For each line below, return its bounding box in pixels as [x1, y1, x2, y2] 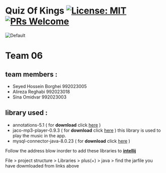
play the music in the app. [12, 132, 66, 138]
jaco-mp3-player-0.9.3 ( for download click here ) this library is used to [12, 127, 161, 133]
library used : [5, 109, 48, 117]
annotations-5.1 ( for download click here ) [12, 122, 101, 128]
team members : [5, 70, 58, 78]
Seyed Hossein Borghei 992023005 [12, 83, 87, 89]
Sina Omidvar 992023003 [12, 94, 67, 100]
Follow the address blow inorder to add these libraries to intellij [5, 147, 136, 153]
